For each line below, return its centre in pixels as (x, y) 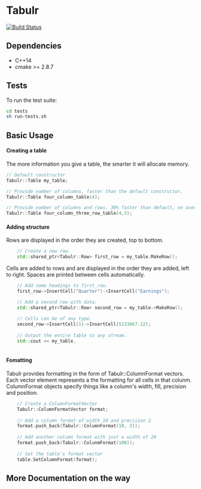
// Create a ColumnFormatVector (57, 403)
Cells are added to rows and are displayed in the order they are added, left (98, 268)
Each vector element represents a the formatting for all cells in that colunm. (99, 380)
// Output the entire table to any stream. (72, 336)
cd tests (17, 111)
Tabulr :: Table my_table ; (37, 181)
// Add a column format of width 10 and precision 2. (85, 421)
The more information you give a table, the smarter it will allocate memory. (98, 164)
